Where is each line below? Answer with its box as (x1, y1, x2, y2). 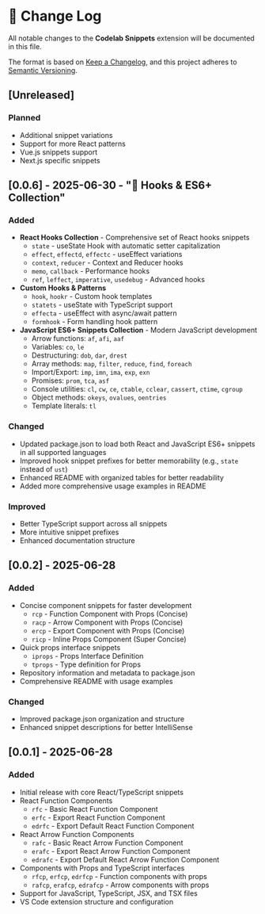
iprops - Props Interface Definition (31, 651, 144, 660)
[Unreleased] (8, 89, 75, 102)
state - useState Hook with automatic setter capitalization (31, 241, 221, 250)
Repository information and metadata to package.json (19, 667, 195, 677)
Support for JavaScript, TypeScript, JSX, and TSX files (19, 888, 198, 898)
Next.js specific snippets (19, 155, 100, 165)
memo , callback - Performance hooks (31, 266, 150, 276)
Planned (8, 113, 41, 124)
